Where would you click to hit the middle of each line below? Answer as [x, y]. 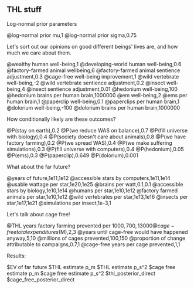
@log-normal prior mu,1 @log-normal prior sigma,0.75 [72, 35]
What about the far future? [39, 166]
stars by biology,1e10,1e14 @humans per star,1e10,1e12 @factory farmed [92, 191]
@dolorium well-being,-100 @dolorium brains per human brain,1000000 [93, 107]
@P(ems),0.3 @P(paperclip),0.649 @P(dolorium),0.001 [72, 155]
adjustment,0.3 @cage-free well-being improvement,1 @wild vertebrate [93, 76]
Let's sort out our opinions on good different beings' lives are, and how [92, 46]
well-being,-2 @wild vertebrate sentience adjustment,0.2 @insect [86, 83]
